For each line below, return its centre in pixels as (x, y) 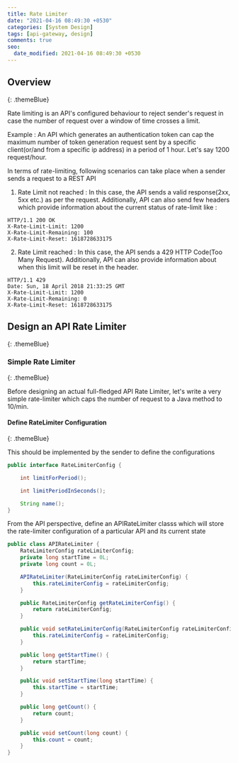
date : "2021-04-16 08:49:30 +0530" (60, 21)
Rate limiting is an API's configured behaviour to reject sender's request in (116, 113)
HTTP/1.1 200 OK (31, 220)
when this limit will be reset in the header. (78, 267)
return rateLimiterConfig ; (73, 610)
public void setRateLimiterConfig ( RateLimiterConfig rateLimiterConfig (128, 629)
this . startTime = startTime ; (76, 688)
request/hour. (27, 157)
